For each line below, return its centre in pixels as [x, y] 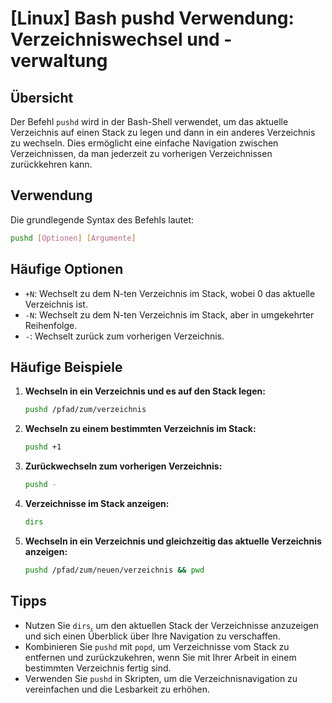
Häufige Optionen [67, 269]
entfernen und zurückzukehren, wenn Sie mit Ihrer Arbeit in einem [160, 657]
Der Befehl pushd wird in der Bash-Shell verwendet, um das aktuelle [149, 121]
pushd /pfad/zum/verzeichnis [85, 410]
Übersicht [42, 97]
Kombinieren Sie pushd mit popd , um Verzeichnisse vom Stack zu [157, 646]
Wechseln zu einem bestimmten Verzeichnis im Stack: [140, 429]
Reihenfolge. [51, 325]
